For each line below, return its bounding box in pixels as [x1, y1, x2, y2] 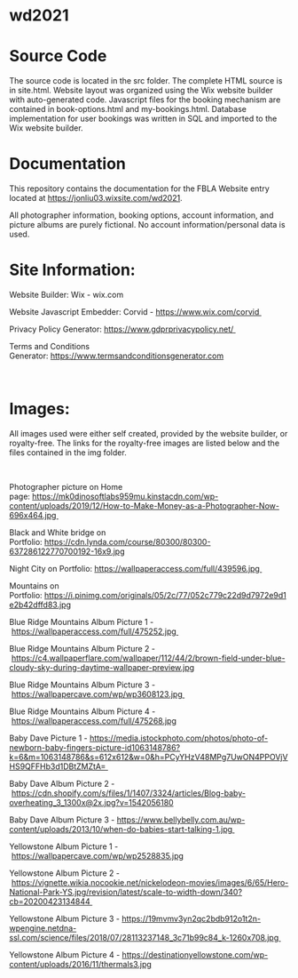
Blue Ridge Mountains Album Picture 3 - [9, 679, 156, 690]
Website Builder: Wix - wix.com [9, 290, 124, 300]
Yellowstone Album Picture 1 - [9, 841, 119, 852]
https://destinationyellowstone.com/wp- [122, 949, 269, 960]
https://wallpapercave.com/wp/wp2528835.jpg [11, 850, 184, 861]
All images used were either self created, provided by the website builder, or [9, 428, 288, 438]
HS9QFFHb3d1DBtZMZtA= [9, 761, 106, 772]
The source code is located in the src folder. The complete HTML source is [9, 76, 283, 86]
